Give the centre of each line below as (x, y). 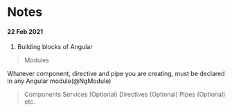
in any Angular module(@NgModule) (59, 81)
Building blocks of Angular (55, 47)
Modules (37, 60)
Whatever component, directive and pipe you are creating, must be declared (116, 74)
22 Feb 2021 (25, 31)
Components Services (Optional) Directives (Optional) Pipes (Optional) (125, 95)
